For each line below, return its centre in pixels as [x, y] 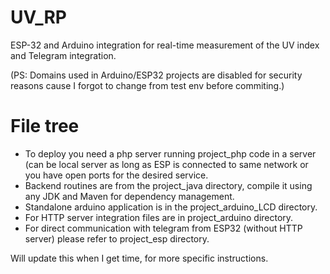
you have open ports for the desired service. [116, 175]
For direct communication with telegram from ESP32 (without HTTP [163, 228]
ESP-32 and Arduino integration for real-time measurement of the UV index [165, 45]
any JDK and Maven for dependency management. [129, 196]
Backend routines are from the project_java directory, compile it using [168, 185]
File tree [45, 126]
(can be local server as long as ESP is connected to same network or [166, 164]
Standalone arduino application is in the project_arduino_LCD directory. [171, 207]
